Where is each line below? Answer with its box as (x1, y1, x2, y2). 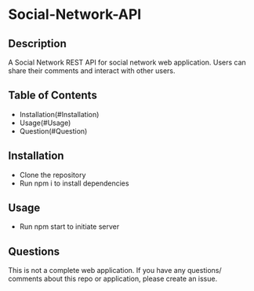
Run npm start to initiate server (19, 222, 120, 231)
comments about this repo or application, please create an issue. (8, 274, 218, 284)
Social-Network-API (8, 6, 142, 24)
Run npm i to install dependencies (19, 179, 129, 188)
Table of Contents (8, 89, 98, 102)
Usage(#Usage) (19, 118, 71, 127)
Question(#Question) (19, 126, 88, 135)
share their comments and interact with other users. (8, 66, 176, 76)
